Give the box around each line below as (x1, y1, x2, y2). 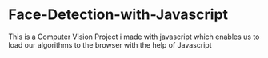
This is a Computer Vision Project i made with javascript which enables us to (8, 32, 260, 41)
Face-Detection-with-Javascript (8, 6, 229, 24)
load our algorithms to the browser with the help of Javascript (8, 40, 212, 49)
